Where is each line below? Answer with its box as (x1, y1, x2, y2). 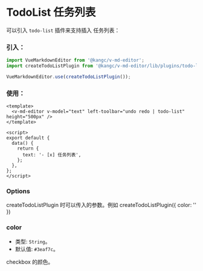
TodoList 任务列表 (6, 5, 96, 19)
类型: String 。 (14, 238, 51, 245)
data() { (11, 140, 34, 147)
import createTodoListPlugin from (6, 63, 94, 69)
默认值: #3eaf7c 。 (14, 245, 59, 252)
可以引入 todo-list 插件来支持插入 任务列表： (6, 27, 120, 34)
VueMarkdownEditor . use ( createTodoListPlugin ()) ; (6, 74, 131, 80)
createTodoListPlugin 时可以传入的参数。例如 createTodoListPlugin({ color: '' (6, 202, 196, 209)
